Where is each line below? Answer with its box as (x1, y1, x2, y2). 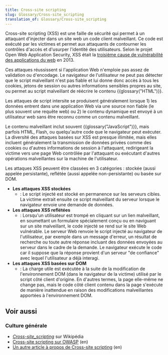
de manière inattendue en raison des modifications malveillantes (20, 287, 153, 293)
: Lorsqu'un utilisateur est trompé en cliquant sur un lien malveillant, (20, 212, 160, 218)
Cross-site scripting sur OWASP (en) (12, 339, 89, 345)
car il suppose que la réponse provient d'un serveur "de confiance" (20, 250, 159, 256)
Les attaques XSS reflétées (12, 207, 71, 213)
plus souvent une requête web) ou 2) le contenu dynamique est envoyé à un (5, 108, 163, 114)
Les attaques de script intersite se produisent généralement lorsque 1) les (5, 98, 157, 104)
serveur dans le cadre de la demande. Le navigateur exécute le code (20, 245, 162, 251)
